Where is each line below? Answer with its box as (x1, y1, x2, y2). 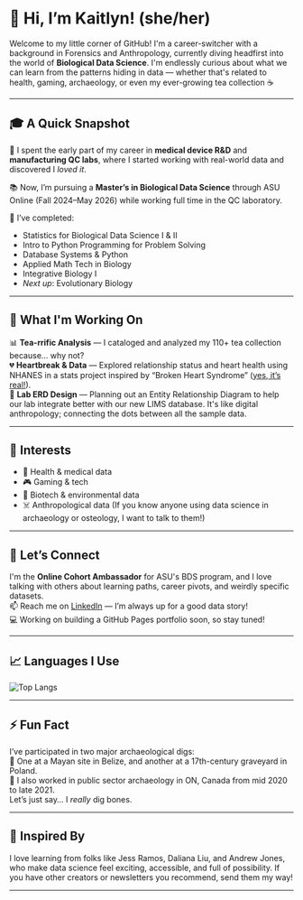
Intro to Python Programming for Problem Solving (22, 239, 206, 250)
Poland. (9, 765, 38, 775)
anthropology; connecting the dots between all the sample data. (9, 408, 247, 419)
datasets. (9, 590, 44, 601)
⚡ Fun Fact (9, 718, 69, 733)
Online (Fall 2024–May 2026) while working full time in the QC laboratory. (9, 194, 282, 206)
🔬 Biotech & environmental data (22, 489, 140, 500)
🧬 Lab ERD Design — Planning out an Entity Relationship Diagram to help (9, 388, 280, 400)
